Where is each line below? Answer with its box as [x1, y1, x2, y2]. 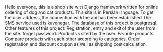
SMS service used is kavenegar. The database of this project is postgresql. [5, 20, 158, 26]
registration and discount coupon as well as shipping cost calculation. [5, 41, 147, 47]
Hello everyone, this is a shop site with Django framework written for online [5, 4, 158, 10]
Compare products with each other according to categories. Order [5, 36, 140, 42]
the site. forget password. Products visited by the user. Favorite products [5, 31, 154, 36]
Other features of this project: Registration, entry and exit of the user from [5, 25, 156, 31]
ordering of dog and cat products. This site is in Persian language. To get [5, 9, 154, 15]
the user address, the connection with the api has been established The [5, 15, 151, 20]
